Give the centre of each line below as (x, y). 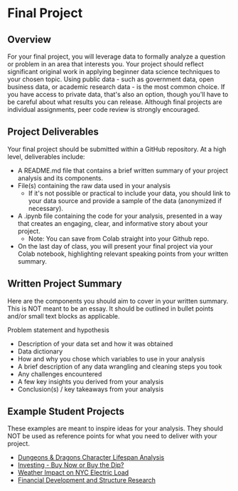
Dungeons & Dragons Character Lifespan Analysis (91, 458)
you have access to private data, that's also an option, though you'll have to (118, 94)
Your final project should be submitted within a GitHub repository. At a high (117, 149)
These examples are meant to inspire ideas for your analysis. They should (115, 428)
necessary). (46, 208)
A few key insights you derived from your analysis (91, 381)
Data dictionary (40, 351)
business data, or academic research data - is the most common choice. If (116, 87)
